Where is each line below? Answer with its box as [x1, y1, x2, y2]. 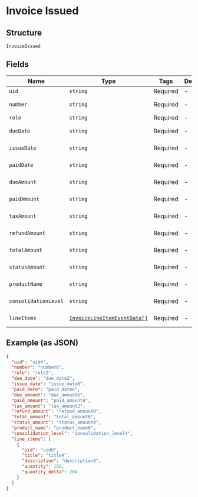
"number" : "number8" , [11, 364, 65, 370]
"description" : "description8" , [21, 458, 101, 464]
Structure [6, 28, 42, 38]
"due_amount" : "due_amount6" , [11, 392, 85, 398]
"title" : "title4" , [21, 453, 70, 459]
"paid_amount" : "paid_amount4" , [11, 398, 91, 404]
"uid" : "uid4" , [11, 359, 49, 365]
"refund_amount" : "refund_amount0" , [11, 408, 101, 415]
